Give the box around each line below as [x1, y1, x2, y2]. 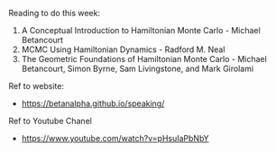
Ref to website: [8, 81, 65, 91]
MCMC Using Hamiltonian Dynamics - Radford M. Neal [21, 44, 225, 55]
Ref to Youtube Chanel [8, 116, 92, 126]
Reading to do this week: [8, 8, 101, 18]
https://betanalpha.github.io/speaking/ [21, 98, 165, 109]
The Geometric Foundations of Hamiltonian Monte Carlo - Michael [21, 54, 267, 64]
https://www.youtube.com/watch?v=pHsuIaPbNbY [21, 133, 209, 143]
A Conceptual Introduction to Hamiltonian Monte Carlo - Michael [21, 25, 261, 35]
